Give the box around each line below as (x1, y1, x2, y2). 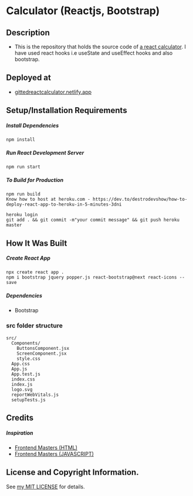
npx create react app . (6, 269, 65, 275)
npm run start (6, 164, 41, 170)
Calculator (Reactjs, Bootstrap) (6, 4, 160, 18)
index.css (11, 376, 35, 382)
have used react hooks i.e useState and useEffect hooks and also (14, 49, 173, 57)
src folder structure (6, 322, 63, 330)
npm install (6, 137, 35, 143)
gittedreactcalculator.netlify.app (14, 88, 92, 95)
